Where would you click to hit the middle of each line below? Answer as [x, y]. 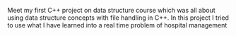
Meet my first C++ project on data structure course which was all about [111, 10]
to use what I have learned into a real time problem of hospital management [117, 25]
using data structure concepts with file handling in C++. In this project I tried [118, 18]
